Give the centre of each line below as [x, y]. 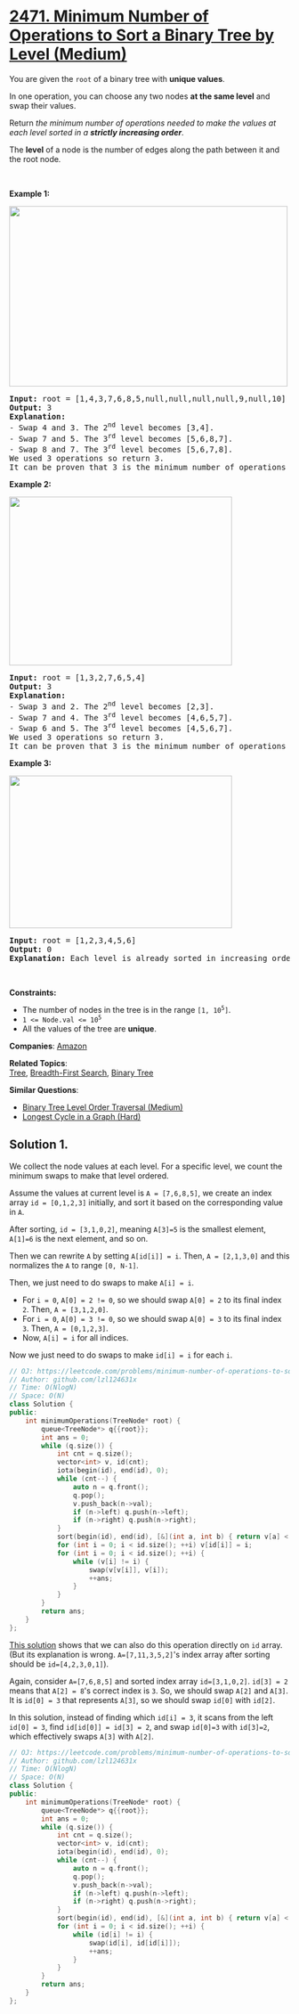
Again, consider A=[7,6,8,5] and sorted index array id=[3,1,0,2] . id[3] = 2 [149, 1681]
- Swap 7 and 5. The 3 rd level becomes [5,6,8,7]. [121, 437]
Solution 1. [39, 1145]
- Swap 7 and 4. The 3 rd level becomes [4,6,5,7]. [121, 716]
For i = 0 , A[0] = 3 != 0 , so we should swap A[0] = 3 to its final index [152, 1318]
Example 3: [30, 762]
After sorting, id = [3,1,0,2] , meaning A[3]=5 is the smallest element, [138, 1229]
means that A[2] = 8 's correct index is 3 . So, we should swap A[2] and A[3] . [149, 1691]
